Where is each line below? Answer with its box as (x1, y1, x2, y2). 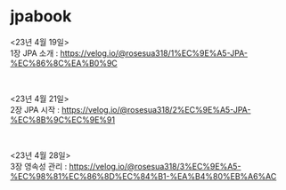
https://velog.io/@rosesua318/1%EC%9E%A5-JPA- (60, 47, 249, 59)
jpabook (10, 6, 72, 27)
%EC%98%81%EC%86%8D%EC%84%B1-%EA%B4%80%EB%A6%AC (10, 170, 277, 181)
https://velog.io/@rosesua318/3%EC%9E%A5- (69, 161, 241, 171)
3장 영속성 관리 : (10, 161, 68, 171)
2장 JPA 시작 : (10, 104, 61, 115)
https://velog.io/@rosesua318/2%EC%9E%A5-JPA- (61, 104, 251, 115)
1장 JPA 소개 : (10, 47, 59, 59)
